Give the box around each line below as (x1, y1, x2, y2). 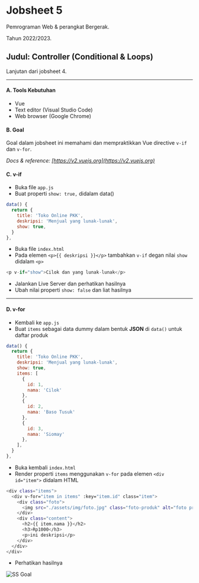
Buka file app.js (14, 184, 54, 191)
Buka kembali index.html (14, 464, 76, 471)
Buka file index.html (14, 246, 65, 253)
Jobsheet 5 (6, 4, 63, 17)
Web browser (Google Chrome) (14, 112, 92, 119)
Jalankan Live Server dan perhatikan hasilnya (14, 280, 126, 288)
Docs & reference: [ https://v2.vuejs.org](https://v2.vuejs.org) (6, 157, 155, 164)
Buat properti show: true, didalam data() (14, 190, 114, 197)
